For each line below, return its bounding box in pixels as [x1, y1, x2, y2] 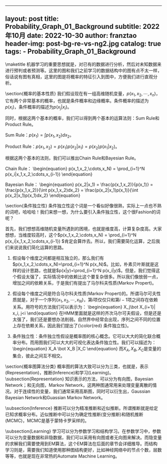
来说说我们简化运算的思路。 [9, 245, 66, 250]
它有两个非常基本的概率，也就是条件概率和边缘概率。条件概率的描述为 [5, 98, 149, 104]
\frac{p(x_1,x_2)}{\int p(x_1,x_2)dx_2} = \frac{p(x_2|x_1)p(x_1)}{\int [5, 187, 138, 193]
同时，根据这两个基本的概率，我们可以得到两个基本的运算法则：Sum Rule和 [5, 115, 160, 121]
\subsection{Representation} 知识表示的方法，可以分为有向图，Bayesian [5, 376, 154, 382]
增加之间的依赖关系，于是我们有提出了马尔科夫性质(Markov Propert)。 [12, 280, 157, 286]
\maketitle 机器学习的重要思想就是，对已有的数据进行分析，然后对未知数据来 [5, 61, 162, 67]
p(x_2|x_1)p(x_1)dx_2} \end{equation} [5, 192, 81, 198]
